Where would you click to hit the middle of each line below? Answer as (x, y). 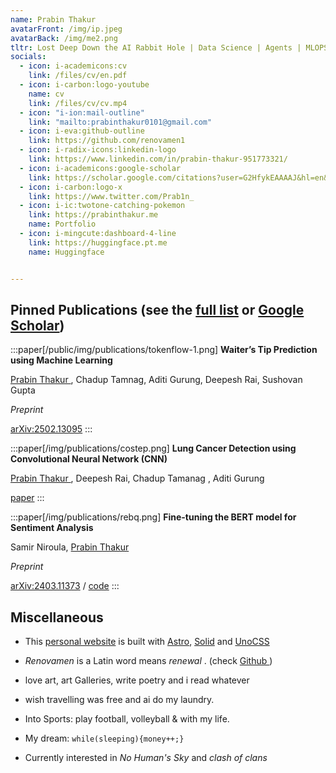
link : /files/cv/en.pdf (78, 76)
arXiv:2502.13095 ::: (51, 429)
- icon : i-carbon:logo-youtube (84, 85)
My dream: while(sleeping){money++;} (104, 738)
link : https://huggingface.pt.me (98, 242)
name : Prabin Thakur (53, 19)
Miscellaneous (57, 617)
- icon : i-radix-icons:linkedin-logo (98, 150)
